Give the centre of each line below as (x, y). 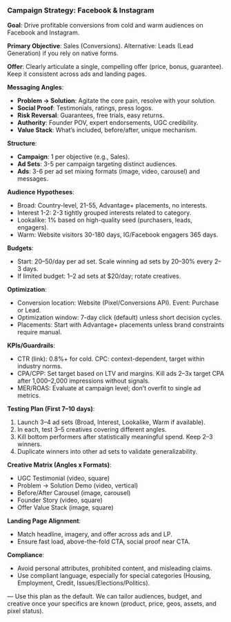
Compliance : (26, 555)
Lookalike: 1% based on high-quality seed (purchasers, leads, (105, 220)
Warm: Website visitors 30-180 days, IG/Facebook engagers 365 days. (118, 235)
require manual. (39, 332)
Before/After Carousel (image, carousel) (74, 493)
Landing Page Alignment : (44, 521)
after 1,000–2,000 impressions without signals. (83, 381)
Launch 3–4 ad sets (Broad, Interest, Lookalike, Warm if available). (111, 422)
